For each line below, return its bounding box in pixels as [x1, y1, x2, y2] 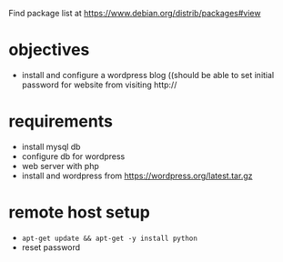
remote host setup [8, 202, 151, 223]
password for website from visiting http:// [21, 79, 177, 90]
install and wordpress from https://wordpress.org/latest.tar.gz [21, 170, 253, 181]
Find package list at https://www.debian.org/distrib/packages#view [8, 8, 261, 18]
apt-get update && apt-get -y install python [21, 234, 197, 243]
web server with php [21, 160, 99, 171]
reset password [21, 241, 81, 253]
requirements [8, 111, 113, 132]
